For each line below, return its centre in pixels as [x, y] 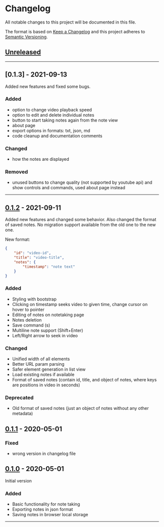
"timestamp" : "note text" [49, 267]
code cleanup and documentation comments [57, 136]
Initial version [19, 480]
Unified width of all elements [41, 359]
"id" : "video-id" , [32, 253]
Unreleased [23, 52]
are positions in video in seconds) [46, 385]
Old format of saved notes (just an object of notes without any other [80, 408]
